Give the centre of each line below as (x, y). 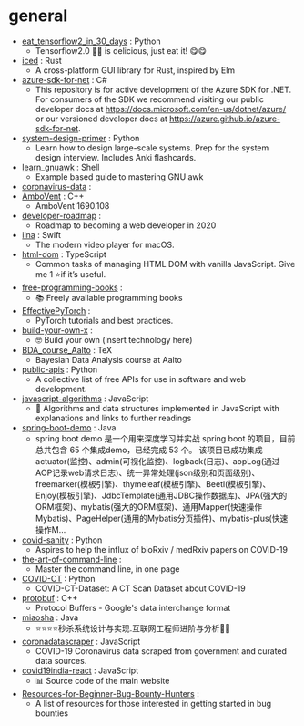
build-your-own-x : (57, 330)
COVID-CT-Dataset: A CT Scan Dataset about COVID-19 (141, 588)
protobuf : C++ (50, 597)
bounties (52, 713)
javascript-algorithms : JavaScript (85, 399)
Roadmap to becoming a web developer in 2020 (126, 225)
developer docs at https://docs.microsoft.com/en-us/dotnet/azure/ (161, 109)
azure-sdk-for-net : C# (65, 79)
